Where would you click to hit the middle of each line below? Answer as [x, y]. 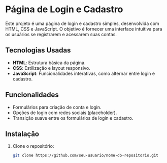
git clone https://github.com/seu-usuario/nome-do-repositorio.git [85, 156]
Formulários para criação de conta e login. [57, 107]
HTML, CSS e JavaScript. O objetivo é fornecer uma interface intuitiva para [84, 29]
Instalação [22, 134]
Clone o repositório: [33, 146]
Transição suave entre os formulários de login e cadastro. [73, 118]
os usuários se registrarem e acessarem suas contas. [61, 34]
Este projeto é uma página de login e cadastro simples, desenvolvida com [82, 23]
